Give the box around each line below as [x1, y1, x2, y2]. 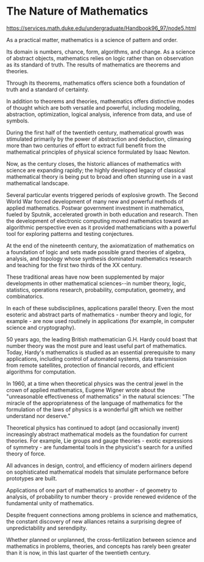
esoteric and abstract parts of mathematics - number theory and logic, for [6, 311, 192, 318]
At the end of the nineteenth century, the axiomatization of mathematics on [6, 242, 195, 249]
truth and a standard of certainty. [6, 85, 90, 93]
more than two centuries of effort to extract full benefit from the [6, 141, 166, 149]
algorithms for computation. [6, 368, 76, 375]
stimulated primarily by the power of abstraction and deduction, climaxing [6, 135, 192, 143]
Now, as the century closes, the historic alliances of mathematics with [6, 160, 181, 167]
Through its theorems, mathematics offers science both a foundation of [6, 79, 186, 87]
